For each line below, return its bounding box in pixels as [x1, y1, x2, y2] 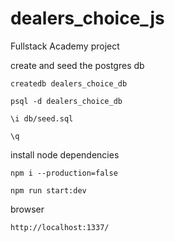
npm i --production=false [10, 168, 118, 178]
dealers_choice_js [10, 7, 165, 30]
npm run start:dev [10, 185, 87, 196]
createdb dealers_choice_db [10, 78, 128, 89]
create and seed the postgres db [10, 59, 145, 71]
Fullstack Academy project [10, 40, 120, 52]
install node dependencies [10, 148, 120, 161]
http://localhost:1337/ [10, 222, 110, 232]
